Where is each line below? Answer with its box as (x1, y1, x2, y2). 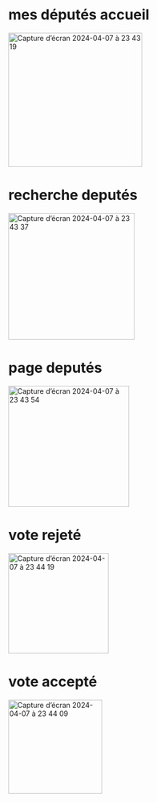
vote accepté (8, 673, 98, 690)
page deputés (8, 359, 103, 377)
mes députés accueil (8, 6, 150, 24)
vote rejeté (8, 526, 82, 544)
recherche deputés (8, 186, 138, 204)
